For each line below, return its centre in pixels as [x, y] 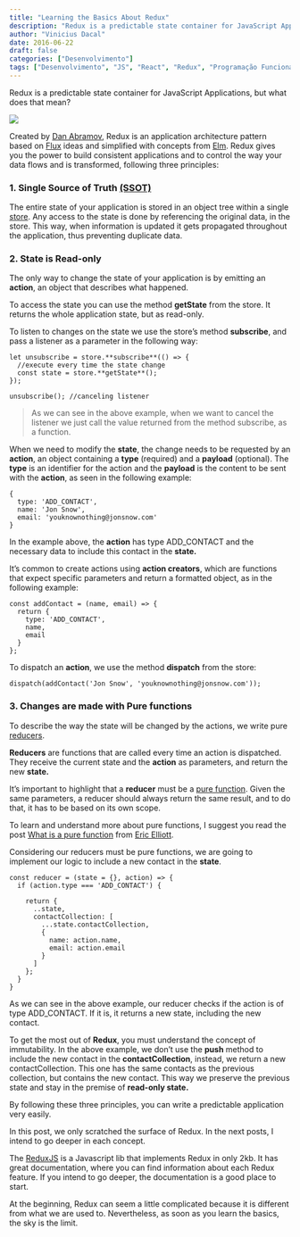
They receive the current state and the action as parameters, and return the [149, 762]
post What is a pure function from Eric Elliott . [92, 834]
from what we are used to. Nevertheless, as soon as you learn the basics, [144, 1213]
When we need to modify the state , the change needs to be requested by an [150, 449]
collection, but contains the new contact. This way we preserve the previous [150, 1077]
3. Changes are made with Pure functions [101, 706]
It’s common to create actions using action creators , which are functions [143, 569]
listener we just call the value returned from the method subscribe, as [159, 423]
